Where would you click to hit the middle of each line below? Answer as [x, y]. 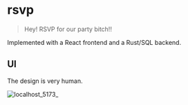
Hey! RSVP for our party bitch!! [68, 29]
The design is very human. [45, 81]
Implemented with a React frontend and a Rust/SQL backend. [94, 42]
